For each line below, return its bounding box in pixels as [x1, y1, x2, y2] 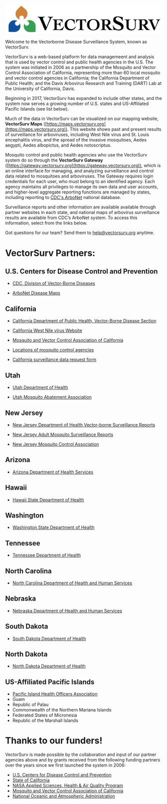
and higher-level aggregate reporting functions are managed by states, [5, 189, 151, 195]
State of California [12, 777, 50, 783]
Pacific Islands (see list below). [5, 106, 69, 112]
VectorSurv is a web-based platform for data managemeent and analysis [5, 54, 155, 60]
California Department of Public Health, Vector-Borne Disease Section [12, 318, 157, 324]
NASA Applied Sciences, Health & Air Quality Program [12, 782, 124, 788]
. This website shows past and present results [67, 126, 162, 132]
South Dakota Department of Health [12, 635, 86, 641]
